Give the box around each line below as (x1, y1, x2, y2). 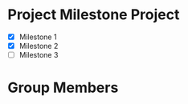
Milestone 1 (18, 32, 57, 42)
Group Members (7, 78, 119, 97)
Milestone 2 (18, 42, 59, 50)
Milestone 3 (18, 50, 59, 60)
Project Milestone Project (7, 6, 180, 24)
